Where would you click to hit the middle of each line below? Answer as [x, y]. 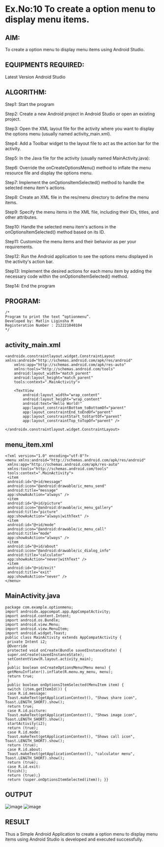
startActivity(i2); [27, 723]
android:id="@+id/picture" [35, 503]
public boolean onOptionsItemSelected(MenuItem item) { [66, 685]
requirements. [19, 247]
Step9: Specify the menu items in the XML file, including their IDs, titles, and [82, 212]
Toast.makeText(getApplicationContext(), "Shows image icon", [72, 715]
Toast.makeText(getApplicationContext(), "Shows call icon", [71, 736]
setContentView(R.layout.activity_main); [50, 659]
